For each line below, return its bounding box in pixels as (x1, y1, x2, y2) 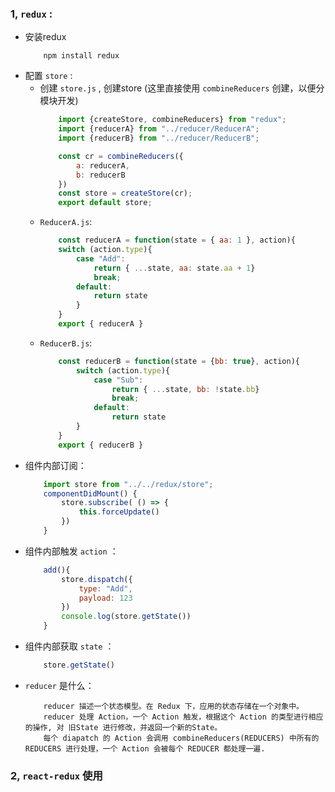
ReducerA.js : (39, 216, 93, 228)
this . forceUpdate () (78, 507, 160, 517)
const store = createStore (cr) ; (58, 188, 193, 199)
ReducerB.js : (39, 337, 93, 349)
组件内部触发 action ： (24, 545, 119, 557)
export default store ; (58, 198, 153, 208)
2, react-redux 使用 (10, 768, 103, 782)
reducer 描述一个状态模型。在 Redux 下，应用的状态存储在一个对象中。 (43, 701, 304, 711)
